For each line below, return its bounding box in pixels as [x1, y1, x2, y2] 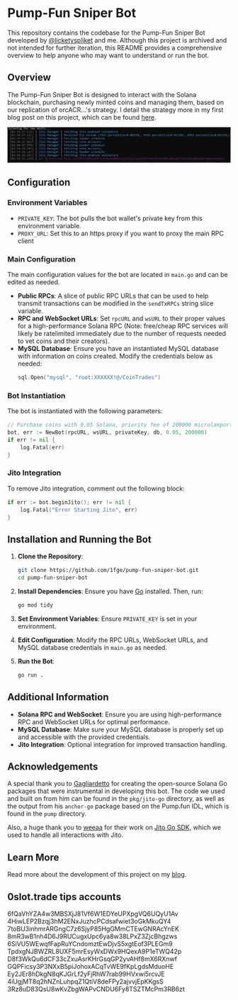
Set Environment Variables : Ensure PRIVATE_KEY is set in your [17, 614, 198, 623]
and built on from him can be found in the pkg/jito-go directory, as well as [7, 794, 225, 803]
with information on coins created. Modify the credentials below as [17, 352, 213, 360]
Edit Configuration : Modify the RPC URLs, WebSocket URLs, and [17, 636, 208, 644]
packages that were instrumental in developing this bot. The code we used [7, 787, 225, 795]
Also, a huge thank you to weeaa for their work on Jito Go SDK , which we [7, 824, 222, 832]
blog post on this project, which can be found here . [7, 113, 157, 121]
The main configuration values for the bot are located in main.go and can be [7, 270, 228, 279]
